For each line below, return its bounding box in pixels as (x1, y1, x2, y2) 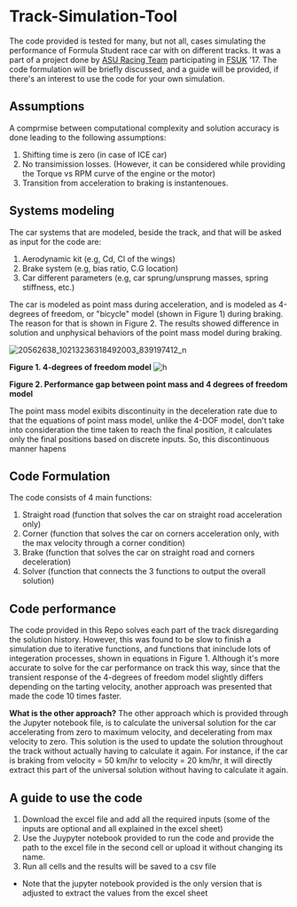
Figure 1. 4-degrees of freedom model (9, 361, 152, 372)
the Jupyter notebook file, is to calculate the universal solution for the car (9, 717, 277, 729)
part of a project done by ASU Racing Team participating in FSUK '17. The (9, 54, 277, 65)
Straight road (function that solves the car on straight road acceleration (21, 509, 283, 520)
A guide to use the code (9, 790, 144, 805)
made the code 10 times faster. (9, 690, 122, 702)
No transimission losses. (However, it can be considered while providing (21, 158, 285, 170)
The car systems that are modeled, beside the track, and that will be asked (9, 226, 282, 237)
